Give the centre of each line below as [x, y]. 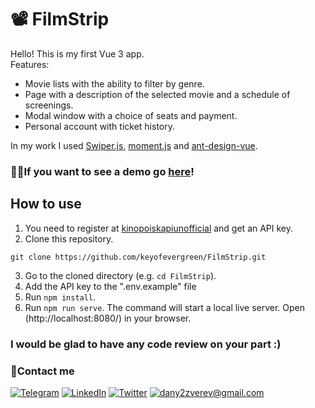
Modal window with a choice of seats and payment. [131, 115]
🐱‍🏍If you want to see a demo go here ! [102, 171]
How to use [46, 204]
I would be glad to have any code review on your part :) [146, 344]
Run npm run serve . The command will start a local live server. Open [165, 307]
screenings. [49, 105]
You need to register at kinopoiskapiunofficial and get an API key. [159, 228]
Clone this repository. [69, 238]
